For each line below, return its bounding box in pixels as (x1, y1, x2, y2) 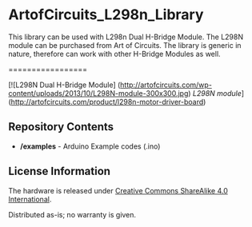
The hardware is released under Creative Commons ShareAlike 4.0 (8, 185, 228, 195)
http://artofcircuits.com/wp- (119, 80, 212, 90)
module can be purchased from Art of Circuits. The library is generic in (8, 40, 242, 50)
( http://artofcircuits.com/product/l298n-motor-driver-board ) (8, 97, 206, 106)
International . (8, 194, 52, 204)
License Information (8, 165, 110, 178)
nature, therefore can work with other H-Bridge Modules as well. (8, 49, 222, 58)
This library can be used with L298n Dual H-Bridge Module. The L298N (8, 32, 244, 42)
